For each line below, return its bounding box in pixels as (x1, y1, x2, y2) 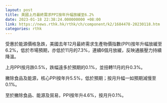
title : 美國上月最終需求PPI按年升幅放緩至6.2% (5, 12, 94, 17)
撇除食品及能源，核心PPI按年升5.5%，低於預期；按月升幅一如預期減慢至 (5, 75, 156, 81)
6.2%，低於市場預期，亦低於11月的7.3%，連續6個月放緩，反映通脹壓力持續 (5, 47, 162, 53)
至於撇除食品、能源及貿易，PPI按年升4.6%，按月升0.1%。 (5, 92, 127, 98)
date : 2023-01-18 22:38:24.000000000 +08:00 (5, 17, 101, 22)
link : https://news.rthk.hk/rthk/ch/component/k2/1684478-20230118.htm (5, 21, 160, 27)
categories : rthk (5, 26, 42, 31)
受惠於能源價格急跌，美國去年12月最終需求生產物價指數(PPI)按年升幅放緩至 (5, 41, 162, 47)
